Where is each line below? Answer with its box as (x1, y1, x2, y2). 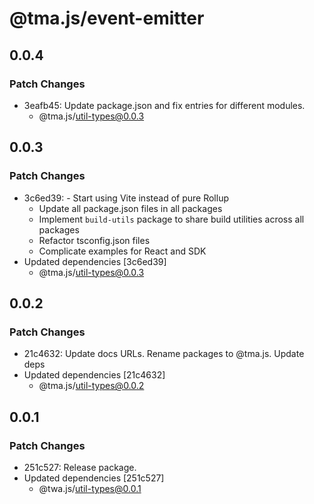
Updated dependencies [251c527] (23, 472, 165, 484)
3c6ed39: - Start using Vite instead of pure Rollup (23, 192, 229, 204)
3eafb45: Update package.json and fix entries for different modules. (23, 99, 306, 111)
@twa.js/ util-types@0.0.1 (38, 482, 142, 494)
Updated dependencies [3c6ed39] (23, 255, 167, 267)
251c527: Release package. (23, 461, 137, 473)
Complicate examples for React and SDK (38, 245, 207, 257)
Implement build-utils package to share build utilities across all (38, 213, 305, 225)
